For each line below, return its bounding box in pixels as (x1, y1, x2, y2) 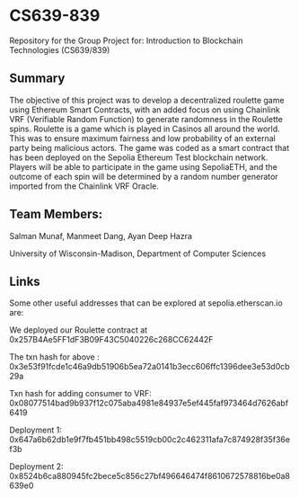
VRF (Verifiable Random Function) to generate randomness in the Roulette (9, 113, 283, 124)
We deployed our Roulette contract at (9, 325, 148, 335)
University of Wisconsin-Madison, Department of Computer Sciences (9, 248, 267, 259)
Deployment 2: (9, 461, 65, 472)
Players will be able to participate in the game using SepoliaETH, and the (9, 161, 278, 172)
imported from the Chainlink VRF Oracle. (9, 181, 159, 191)
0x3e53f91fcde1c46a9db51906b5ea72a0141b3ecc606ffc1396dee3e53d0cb (9, 361, 290, 372)
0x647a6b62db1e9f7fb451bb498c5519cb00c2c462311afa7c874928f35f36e (9, 434, 290, 445)
